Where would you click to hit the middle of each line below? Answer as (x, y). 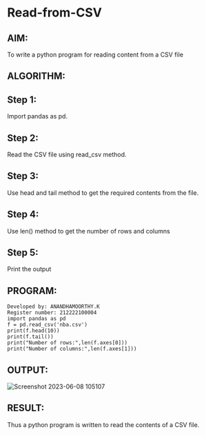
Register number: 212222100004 (52, 313)
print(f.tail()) (30, 337)
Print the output (29, 269)
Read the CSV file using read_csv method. (67, 155)
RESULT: (26, 408)
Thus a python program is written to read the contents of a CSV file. (103, 424)
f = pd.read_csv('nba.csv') (48, 325)
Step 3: (23, 176)
